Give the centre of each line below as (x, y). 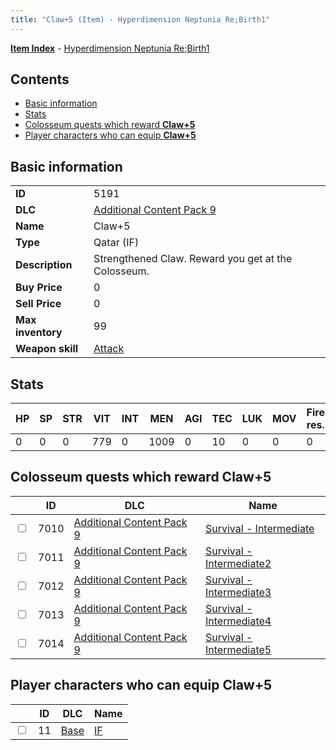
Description (44, 265)
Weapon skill (47, 349)
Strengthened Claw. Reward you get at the (193, 259)
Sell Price (38, 304)
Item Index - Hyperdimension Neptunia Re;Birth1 (110, 48)
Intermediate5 (238, 649)
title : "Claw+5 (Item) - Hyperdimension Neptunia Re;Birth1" (140, 19)
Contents (40, 79)
